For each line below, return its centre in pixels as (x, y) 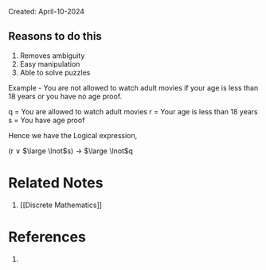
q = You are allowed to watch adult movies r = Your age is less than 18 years (133, 111)
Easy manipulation (50, 64)
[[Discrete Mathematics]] (61, 205)
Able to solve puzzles (55, 72)
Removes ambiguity (52, 56)
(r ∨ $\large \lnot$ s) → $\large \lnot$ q (71, 151)
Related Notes (56, 183)
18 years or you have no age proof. (65, 96)
